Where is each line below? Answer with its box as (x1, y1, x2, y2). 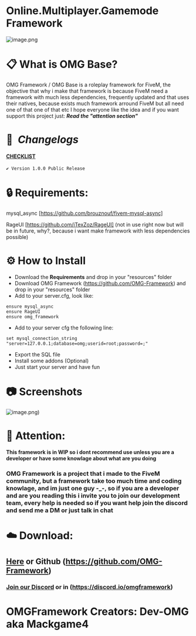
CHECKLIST (6, 153, 36, 160)
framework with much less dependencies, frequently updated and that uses (6, 93, 190, 100)
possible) (6, 234, 29, 241)
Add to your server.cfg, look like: (14, 292, 94, 300)
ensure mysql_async (6, 304, 54, 309)
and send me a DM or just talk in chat (6, 506, 113, 514)
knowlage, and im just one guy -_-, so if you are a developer (6, 484, 180, 492)
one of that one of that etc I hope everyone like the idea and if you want (6, 106, 179, 113)
